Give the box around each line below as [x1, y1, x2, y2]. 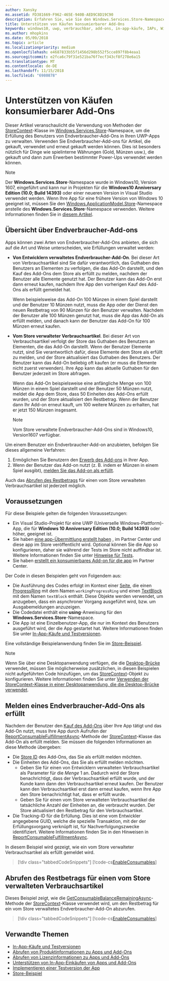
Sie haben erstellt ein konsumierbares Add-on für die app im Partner [12, 558, 154, 564]
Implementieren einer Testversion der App [12, 965, 100, 971]
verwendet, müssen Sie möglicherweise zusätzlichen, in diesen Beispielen [5, 665, 159, 671]
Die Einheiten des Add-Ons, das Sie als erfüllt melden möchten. [12, 759, 144, 765]
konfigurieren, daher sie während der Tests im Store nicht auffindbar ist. [12, 547, 162, 553]
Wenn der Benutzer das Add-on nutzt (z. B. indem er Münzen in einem [12, 462, 158, 468]
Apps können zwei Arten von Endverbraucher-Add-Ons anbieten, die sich [5, 239, 158, 245]
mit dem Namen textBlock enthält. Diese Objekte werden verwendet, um [12, 593, 163, 599]
